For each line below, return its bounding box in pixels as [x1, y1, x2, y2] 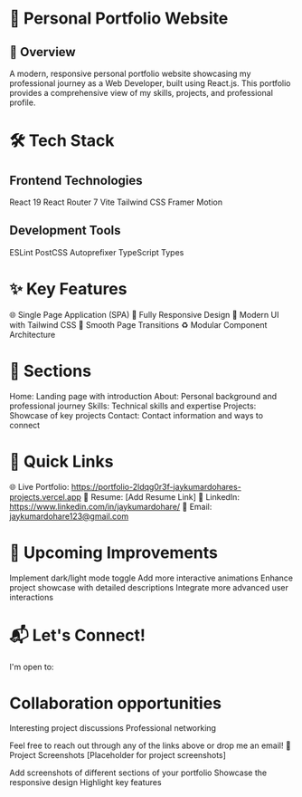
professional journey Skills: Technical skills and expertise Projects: [9, 400, 257, 411]
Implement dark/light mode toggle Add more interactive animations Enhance [9, 572, 294, 583]
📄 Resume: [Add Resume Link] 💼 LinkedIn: [82, 491, 240, 502]
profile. [9, 97, 36, 108]
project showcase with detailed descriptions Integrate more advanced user [9, 581, 289, 592]
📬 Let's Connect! [9, 625, 146, 646]
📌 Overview [9, 44, 76, 60]
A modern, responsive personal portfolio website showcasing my [9, 68, 251, 79]
